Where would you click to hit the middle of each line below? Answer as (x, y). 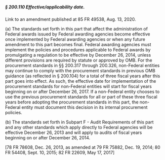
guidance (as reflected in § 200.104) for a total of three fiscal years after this (83, 76)
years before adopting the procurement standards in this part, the (72, 102)
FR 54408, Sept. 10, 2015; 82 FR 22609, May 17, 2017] (60, 152)
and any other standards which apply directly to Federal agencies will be (79, 127)
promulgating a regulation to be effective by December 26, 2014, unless (78, 55)
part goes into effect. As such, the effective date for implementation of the (81, 81)
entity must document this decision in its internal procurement (84, 107)
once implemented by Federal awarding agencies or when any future (75, 39)
